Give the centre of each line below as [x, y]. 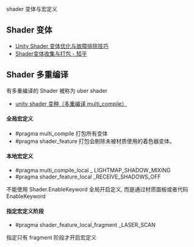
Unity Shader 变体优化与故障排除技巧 [62, 46]
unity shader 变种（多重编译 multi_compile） [71, 103]
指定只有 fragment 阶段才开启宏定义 [52, 238]
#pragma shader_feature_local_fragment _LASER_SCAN [85, 225]
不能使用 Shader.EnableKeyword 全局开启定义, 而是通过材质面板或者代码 [97, 190]
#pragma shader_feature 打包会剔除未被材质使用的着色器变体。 [95, 141]
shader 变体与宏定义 [32, 9]
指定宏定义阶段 [25, 211]
